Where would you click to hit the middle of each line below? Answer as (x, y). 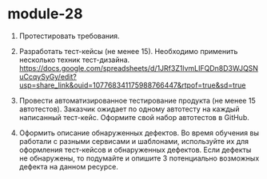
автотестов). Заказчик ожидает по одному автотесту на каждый (129, 109)
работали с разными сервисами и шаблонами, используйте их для (134, 141)
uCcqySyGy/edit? (48, 76)
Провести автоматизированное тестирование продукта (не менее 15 (137, 100)
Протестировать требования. (70, 36)
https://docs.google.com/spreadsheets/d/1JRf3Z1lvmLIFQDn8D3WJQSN (139, 68)
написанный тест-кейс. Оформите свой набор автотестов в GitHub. (134, 117)
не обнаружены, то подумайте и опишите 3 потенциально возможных (139, 158)
